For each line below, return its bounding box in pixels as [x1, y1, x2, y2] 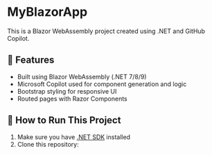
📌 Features [7, 54, 55, 66]
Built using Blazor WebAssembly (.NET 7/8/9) [17, 72, 147, 81]
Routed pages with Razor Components [17, 94, 127, 103]
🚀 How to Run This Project [7, 114, 121, 126]
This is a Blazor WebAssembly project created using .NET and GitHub [7, 27, 206, 35]
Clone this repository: [17, 140, 79, 148]
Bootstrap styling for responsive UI [17, 87, 117, 95]
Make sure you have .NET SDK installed [17, 132, 130, 141]
